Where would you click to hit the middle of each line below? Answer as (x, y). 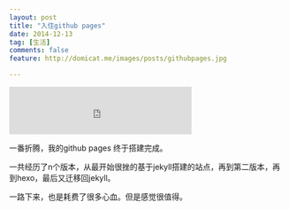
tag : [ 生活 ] (30, 42)
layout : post (33, 17)
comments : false (39, 51)
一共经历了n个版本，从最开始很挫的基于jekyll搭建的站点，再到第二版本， (141, 167)
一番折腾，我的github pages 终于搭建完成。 (88, 148)
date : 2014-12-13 (41, 34)
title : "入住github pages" (57, 26)
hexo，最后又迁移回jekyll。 (66, 178)
